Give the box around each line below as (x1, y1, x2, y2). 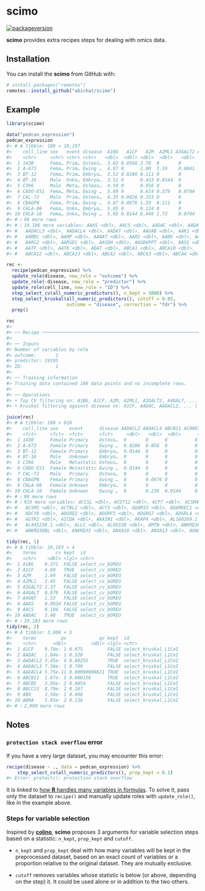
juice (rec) (6, 414, 34, 420)
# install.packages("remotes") (6, 82, 86, 88)
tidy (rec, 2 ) (6, 623, 40, 629)
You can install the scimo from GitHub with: (6, 70, 116, 77)
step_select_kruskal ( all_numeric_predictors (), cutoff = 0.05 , (12, 296, 176, 302)
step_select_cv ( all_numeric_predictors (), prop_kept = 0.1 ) (17, 770, 173, 776)
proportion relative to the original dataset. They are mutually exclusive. (15, 859, 193, 867)
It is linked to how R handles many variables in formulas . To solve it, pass (6, 786, 190, 793)
